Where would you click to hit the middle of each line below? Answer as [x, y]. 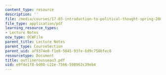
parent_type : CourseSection [34, 46]
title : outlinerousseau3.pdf [35, 60]
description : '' [22, 14]
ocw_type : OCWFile [24, 37]
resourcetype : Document [30, 56]
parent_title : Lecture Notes [35, 42]
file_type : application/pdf [34, 23]
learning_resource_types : [32, 28]
